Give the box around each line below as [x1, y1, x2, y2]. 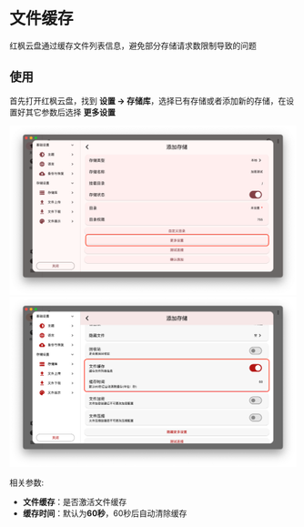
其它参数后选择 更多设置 [25, 106, 116, 117]
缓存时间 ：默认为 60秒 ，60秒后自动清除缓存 [22, 507, 187, 519]
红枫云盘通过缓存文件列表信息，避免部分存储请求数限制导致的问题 [9, 40, 257, 51]
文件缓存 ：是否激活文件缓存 [22, 496, 127, 507]
